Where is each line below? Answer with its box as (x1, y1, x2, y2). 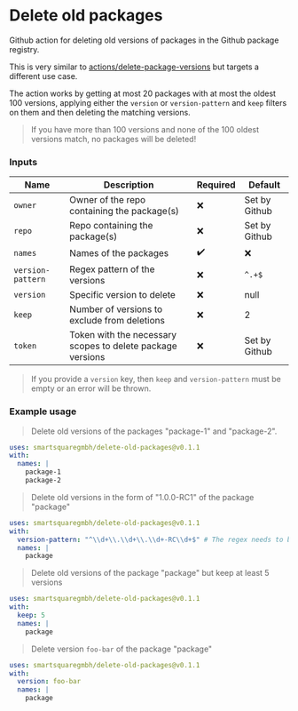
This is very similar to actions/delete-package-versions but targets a (9, 61, 260, 72)
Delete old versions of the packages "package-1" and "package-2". (30, 426, 278, 436)
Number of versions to (69, 303, 163, 316)
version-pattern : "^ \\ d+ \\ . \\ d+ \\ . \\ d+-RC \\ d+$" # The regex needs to (17, 535, 284, 544)
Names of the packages (69, 246, 169, 259)
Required (196, 179, 237, 191)
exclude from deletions (69, 315, 166, 327)
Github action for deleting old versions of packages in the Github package (9, 35, 279, 45)
